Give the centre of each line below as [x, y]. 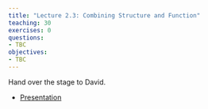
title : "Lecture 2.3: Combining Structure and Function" [104, 15]
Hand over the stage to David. [57, 82]
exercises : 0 [30, 30]
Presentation [40, 97]
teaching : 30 [30, 23]
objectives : [28, 52]
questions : [26, 38]
